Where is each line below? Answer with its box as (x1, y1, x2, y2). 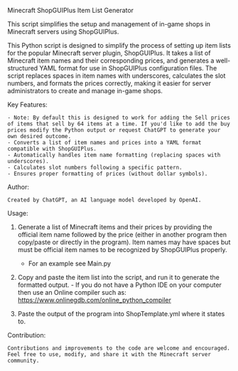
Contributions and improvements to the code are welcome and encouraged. (7, 345, 231, 352)
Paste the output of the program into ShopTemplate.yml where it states (17, 310, 225, 318)
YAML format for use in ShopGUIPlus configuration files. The (39, 64, 217, 72)
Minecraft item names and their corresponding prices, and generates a (7, 56, 215, 65)
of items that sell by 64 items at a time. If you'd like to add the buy (7, 120, 231, 127)
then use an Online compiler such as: (17, 288, 126, 296)
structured (7, 64, 38, 72)
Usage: (7, 209, 28, 217)
